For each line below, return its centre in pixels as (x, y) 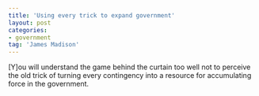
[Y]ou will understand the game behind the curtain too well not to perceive (129, 67)
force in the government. (49, 84)
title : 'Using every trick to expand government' (92, 15)
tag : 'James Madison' (44, 45)
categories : (28, 30)
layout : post (30, 23)
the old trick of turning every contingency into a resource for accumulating (130, 76)
